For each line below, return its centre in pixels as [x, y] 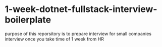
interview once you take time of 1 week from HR [55, 39]
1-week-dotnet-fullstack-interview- [81, 9]
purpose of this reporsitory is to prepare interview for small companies [78, 33]
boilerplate [28, 20]
